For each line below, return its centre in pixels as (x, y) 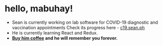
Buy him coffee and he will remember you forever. (65, 38)
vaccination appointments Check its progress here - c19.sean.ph (78, 27)
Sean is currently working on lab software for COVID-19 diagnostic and (85, 22)
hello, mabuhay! (39, 9)
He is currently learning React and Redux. (55, 33)
